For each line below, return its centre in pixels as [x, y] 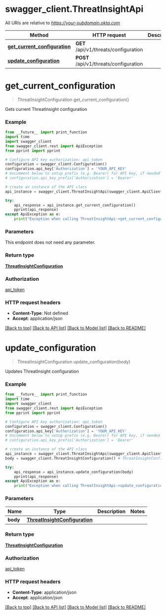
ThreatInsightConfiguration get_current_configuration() [73, 100]
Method [39, 35]
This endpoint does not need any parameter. [50, 242]
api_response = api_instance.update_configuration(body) [74, 472]
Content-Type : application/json [44, 592]
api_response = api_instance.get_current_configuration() [75, 205]
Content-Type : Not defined [40, 313]
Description [112, 511]
